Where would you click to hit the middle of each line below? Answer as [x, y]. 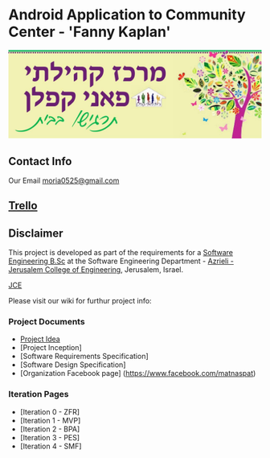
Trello [23, 206]
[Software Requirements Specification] [84, 357]
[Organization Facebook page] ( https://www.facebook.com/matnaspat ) [138, 373]
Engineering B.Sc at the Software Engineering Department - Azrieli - [121, 261]
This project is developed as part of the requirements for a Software [121, 253]
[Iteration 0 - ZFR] [50, 411]
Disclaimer [36, 233]
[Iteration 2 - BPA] [50, 429]
